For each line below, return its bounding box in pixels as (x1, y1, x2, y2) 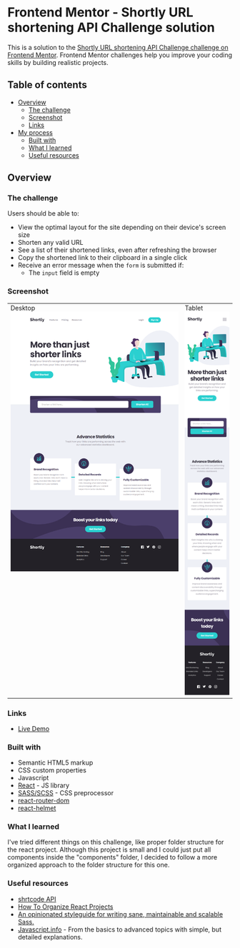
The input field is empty (28, 268, 100, 277)
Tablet (184, 304, 204, 313)
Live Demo (17, 724, 50, 732)
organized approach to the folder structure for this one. (7, 861, 170, 869)
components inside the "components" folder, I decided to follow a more (7, 853, 218, 862)
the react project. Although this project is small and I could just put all (7, 845, 211, 854)
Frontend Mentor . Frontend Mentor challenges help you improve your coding (7, 51, 233, 59)
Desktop (10, 304, 36, 313)
